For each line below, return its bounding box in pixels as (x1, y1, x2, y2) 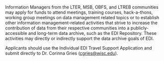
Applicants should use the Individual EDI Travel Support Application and (5, 45, 153, 51)
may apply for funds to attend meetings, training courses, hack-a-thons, (5, 9, 153, 15)
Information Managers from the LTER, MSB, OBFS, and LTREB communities (5, 4, 159, 10)
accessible (5, 30, 27, 36)
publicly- (130, 25, 149, 31)
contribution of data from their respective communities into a (5, 25, 130, 31)
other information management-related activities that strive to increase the (5, 20, 158, 26)
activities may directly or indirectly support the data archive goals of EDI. (5, 35, 154, 41)
